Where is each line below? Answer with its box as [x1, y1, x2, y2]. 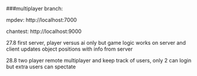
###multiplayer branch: [6, 5, 63, 12]
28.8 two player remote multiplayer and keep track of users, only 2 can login [6, 57, 192, 64]
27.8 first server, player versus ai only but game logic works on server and [6, 39, 186, 46]
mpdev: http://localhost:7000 [6, 16, 77, 23]
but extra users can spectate [6, 63, 76, 70]
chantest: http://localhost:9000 [6, 28, 82, 35]
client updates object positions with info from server [6, 45, 133, 52]
